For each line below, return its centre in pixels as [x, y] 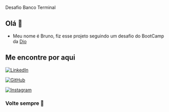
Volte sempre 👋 [25, 103]
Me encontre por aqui [40, 58]
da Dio [20, 41]
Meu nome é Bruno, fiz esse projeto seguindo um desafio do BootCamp [88, 36]
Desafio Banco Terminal [30, 7]
